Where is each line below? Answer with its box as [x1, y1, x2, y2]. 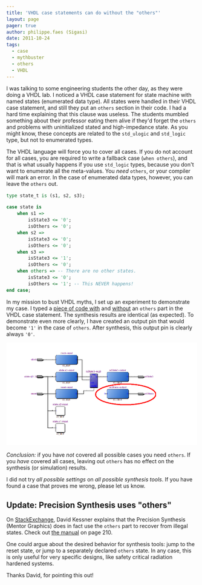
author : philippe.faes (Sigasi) [6, 29, 88, 35]
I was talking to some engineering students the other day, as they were [6, 85, 183, 92]
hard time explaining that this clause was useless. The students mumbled [6, 110, 189, 117]
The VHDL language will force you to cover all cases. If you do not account [6, 148, 193, 155]
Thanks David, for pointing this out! [6, 571, 94, 578]
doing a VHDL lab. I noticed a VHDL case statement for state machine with [6, 91, 192, 98]
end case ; [6, 287, 31, 293]
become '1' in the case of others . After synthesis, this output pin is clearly [6, 324, 192, 331]
